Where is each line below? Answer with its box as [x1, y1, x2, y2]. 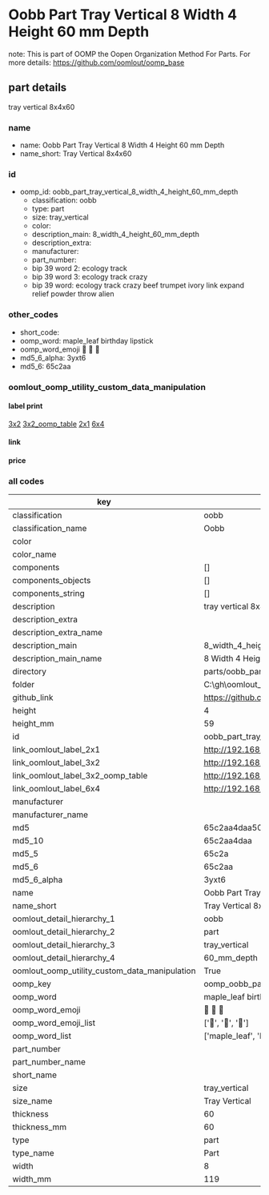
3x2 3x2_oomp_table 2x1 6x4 [8, 419, 105, 429]
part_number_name [12, 1056, 86, 1068]
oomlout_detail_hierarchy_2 [12, 927, 115, 938]
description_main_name [12, 653, 102, 664]
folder [12, 679, 35, 690]
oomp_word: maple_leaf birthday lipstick [19, 336, 154, 345]
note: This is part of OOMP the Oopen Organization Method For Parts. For [8, 49, 251, 58]
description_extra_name [12, 627, 102, 638]
